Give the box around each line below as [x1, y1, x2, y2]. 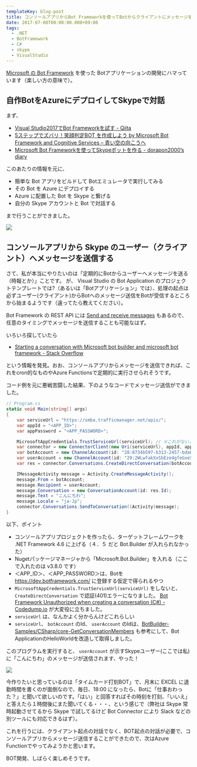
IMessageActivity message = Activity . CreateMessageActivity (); [16, 471, 175, 477]
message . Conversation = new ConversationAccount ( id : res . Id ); [16, 487, 172, 494]
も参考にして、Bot [135, 627, 180, 635]
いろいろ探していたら [6, 331, 57, 339]
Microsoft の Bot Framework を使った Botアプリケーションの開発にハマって [6, 69, 188, 76]
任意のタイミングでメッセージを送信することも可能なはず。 [6, 319, 150, 326]
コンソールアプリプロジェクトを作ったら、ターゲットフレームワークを [14, 533, 185, 540]
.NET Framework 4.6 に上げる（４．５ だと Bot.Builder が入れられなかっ [14, 540, 189, 547]
